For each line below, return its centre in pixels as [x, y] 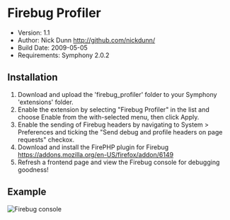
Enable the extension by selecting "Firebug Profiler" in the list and [114, 109]
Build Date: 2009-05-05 [53, 47]
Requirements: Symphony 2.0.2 [63, 55]
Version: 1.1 [34, 33]
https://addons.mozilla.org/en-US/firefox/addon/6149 [96, 154]
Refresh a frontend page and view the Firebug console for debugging [119, 162]
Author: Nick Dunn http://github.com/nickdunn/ [86, 40]
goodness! [33, 169]
